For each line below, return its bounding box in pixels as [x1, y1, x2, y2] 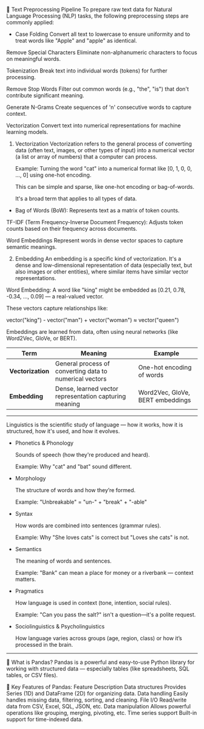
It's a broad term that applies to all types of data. [15, 195, 137, 202]
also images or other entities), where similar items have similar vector [15, 268, 189, 275]
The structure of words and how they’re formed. [15, 487, 136, 493]
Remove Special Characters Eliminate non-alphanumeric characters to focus [6, 49, 197, 56]
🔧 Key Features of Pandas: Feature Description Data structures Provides [6, 683, 186, 691]
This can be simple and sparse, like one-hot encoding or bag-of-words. [15, 183, 194, 190]
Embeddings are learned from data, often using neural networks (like [6, 328, 178, 335]
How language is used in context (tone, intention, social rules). [15, 599, 172, 606]
